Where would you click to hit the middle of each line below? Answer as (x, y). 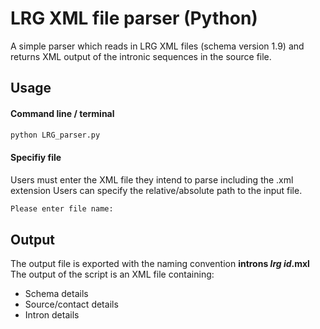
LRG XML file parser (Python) (134, 18)
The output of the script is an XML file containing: (112, 274)
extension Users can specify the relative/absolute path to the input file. (156, 190)
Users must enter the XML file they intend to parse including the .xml (152, 179)
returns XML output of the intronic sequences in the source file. (141, 56)
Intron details (52, 315)
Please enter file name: (62, 208)
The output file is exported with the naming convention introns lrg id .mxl (160, 264)
